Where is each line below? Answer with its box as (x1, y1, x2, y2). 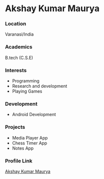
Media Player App (12, 135, 48, 140)
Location (5, 20, 27, 27)
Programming (12, 78, 40, 84)
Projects (5, 124, 25, 131)
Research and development (12, 83, 68, 89)
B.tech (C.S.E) (5, 55, 33, 60)
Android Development (12, 112, 56, 118)
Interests (5, 67, 27, 74)
